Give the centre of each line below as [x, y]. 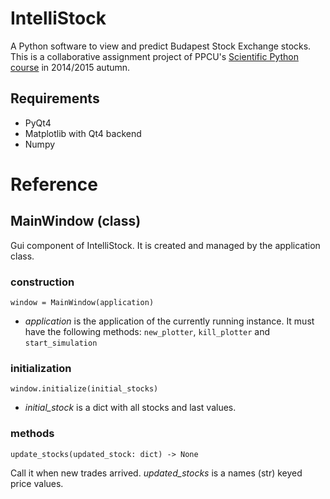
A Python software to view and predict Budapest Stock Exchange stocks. [161, 46]
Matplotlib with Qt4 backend [83, 133]
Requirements [55, 98]
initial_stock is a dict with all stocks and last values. [130, 408]
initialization [41, 368]
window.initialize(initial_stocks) [84, 389]
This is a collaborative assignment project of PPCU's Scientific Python [154, 56]
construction [42, 282]
